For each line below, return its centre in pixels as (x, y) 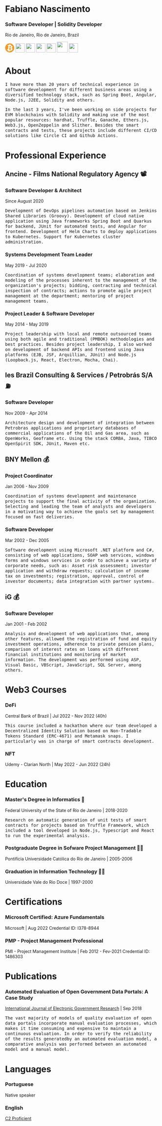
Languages (28, 1069)
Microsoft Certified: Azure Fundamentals (55, 917)
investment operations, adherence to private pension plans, (80, 644)
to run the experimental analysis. (48, 835)
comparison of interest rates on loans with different (72, 649)
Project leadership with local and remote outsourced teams (79, 334)
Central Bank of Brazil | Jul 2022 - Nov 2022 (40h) (56, 716)
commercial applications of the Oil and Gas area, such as (77, 433)
